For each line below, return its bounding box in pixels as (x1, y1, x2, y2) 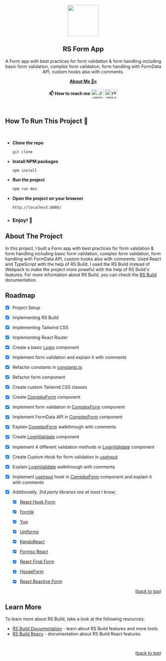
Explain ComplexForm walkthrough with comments (12, 424, 116, 430)
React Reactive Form (19, 579, 62, 585)
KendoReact (19, 539, 45, 545)
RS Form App (62, 45, 104, 54)
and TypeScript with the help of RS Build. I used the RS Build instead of (5, 261, 150, 267)
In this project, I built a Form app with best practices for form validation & (5, 245, 154, 251)
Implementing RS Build (12, 314, 59, 320)
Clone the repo (12, 140, 44, 146)
